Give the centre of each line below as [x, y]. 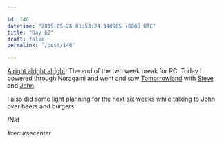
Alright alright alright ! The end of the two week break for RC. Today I [104, 71]
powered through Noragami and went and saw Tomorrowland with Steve [111, 78]
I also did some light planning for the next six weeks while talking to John [111, 99]
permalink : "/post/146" [41, 46]
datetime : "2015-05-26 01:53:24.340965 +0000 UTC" [82, 26]
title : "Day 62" [30, 32]
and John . [21, 86]
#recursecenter [29, 133]
